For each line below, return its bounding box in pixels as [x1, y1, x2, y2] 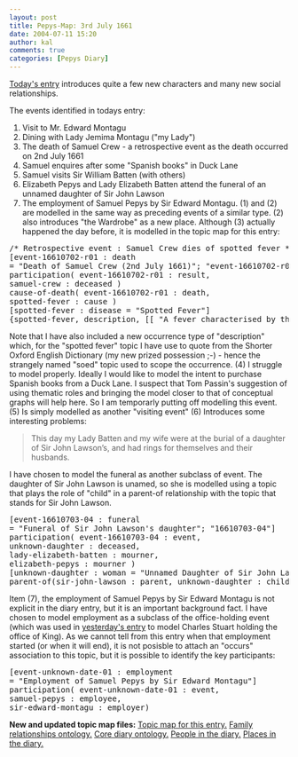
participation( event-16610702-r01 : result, [9, 270, 211, 280]
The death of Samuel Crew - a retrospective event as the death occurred [21, 141, 288, 152]
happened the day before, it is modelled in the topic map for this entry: [21, 226, 281, 236]
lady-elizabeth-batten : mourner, [9, 550, 160, 560]
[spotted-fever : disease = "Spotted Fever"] [9, 305, 211, 315]
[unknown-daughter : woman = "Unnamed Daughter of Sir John [9, 568, 277, 578]
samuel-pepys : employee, [9, 694, 122, 704]
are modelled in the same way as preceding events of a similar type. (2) [21, 208, 284, 217]
